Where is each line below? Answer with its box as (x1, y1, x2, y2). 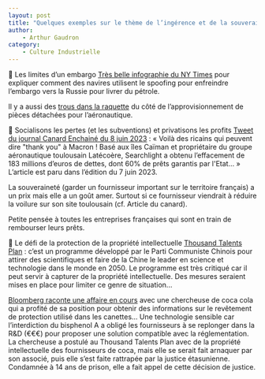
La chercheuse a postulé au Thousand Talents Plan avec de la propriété (8, 337, 241, 347)
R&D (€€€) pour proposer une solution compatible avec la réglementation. (8, 329, 250, 338)
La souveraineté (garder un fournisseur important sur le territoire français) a (8, 183, 255, 191)
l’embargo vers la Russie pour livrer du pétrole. (8, 87, 160, 95)
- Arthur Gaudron (22, 33, 80, 42)
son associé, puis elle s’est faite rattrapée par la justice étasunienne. (8, 354, 230, 363)
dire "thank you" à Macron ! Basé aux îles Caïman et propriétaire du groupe (8, 143, 252, 151)
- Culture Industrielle (22, 48, 101, 56)
